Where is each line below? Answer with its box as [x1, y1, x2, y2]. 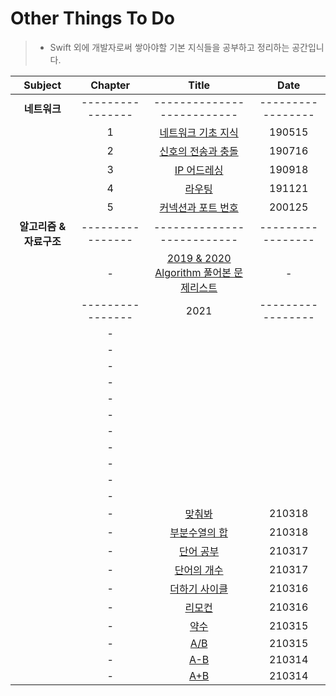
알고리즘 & [19, 219, 67, 233]
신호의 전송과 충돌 [159, 144, 239, 158]
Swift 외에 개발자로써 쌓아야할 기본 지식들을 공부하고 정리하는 [49, 41, 290, 53]
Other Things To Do [10, 7, 175, 30]
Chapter [90, 78, 131, 92]
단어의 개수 [174, 563, 224, 577]
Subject [23, 78, 62, 92]
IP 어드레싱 [174, 163, 224, 177]
